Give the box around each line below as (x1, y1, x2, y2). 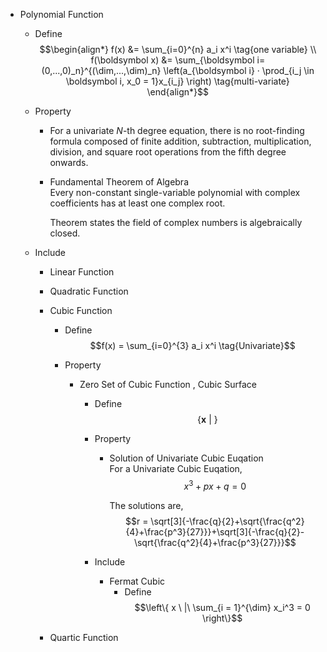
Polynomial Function (19, 9, 104, 20)
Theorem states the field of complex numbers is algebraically (49, 217, 303, 228)
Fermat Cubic (109, 575, 166, 587)
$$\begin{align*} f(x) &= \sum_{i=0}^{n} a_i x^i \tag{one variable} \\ (39, 44, 317, 55)
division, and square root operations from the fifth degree (49, 146, 287, 158)
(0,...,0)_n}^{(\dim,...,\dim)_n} (41, 65, 162, 76)
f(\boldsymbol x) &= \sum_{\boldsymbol (90, 54, 255, 66)
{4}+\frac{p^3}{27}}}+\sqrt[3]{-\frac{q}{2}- (125, 525, 305, 538)
